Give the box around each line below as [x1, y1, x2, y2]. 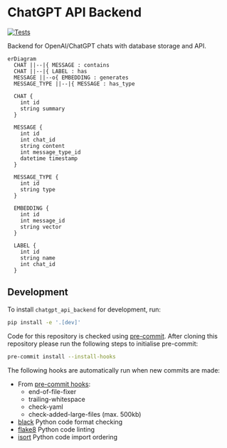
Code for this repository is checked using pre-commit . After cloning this [7, 331, 218, 340]
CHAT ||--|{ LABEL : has [14, 68, 88, 75]
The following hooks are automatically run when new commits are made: [7, 366, 221, 374]
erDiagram [7, 55, 37, 63]
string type [20, 186, 56, 193]
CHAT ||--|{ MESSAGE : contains [14, 61, 110, 68]
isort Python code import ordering [17, 432, 117, 441]
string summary [20, 105, 65, 112]
